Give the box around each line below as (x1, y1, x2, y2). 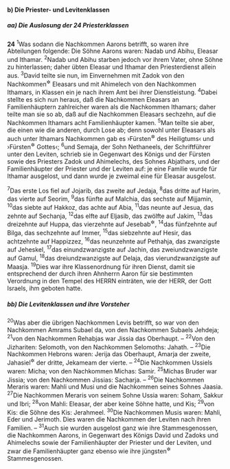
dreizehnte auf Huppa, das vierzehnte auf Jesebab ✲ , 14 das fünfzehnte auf (7, 219, 218, 228)
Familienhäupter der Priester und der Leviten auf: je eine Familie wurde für (7, 164, 218, 173)
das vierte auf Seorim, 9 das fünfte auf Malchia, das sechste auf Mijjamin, (7, 193, 214, 203)
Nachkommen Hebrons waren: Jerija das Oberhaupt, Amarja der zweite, (7, 350, 211, 358)
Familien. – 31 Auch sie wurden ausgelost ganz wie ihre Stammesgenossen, (7, 423, 218, 432)
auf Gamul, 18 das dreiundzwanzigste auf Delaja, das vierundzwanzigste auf (7, 253, 221, 262)
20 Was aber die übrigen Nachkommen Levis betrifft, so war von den (7, 317, 199, 327)
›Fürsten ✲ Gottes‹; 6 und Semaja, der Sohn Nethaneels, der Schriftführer (7, 142, 211, 151)
